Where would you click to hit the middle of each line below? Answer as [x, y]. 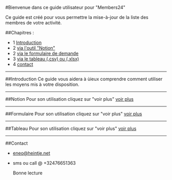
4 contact [23, 64]
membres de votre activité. [34, 23]
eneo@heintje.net [31, 153]
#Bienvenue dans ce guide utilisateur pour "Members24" [65, 7]
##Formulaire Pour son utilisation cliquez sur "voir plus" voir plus [74, 114]
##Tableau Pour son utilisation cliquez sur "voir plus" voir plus [71, 128]
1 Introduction [27, 42]
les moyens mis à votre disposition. [42, 84]
